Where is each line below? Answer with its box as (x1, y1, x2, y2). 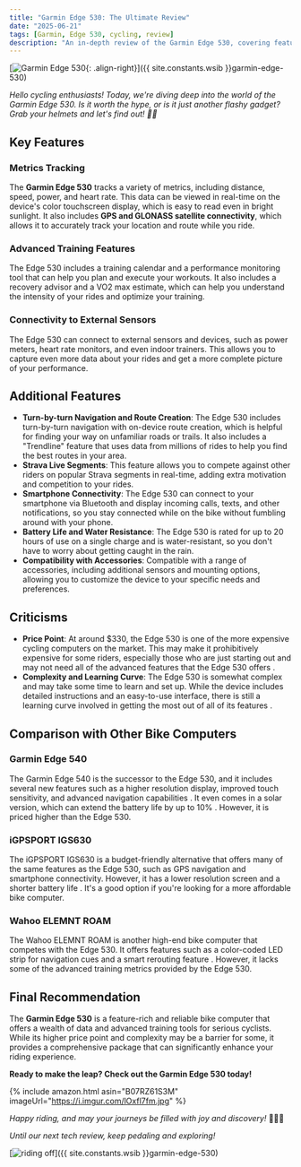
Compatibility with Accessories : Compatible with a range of (21, 555, 247, 566)
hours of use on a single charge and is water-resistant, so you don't (21, 536, 273, 547)
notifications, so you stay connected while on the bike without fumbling (21, 507, 287, 518)
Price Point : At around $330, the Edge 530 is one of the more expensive (21, 634, 289, 644)
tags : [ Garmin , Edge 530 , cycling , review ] (9, 30, 175, 39)
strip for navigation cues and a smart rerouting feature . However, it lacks (9, 954, 279, 964)
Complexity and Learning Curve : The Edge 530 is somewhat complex (21, 671, 283, 682)
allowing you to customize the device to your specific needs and (21, 575, 261, 585)
